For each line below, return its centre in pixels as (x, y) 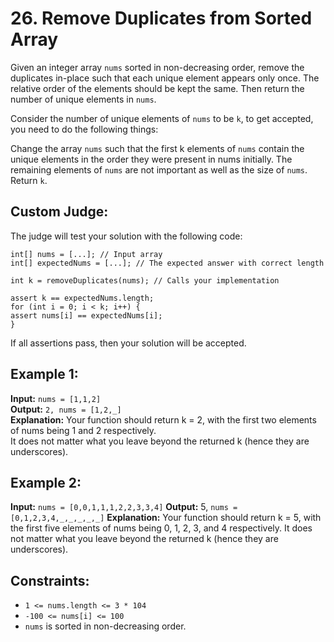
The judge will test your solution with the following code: (126, 236)
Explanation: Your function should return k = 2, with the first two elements (163, 419)
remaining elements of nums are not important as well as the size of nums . (159, 169)
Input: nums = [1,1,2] (56, 398)
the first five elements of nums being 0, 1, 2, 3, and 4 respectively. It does (161, 528)
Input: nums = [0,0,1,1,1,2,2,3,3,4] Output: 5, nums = (124, 507)
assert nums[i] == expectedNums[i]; (86, 315)
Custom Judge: (59, 212)
